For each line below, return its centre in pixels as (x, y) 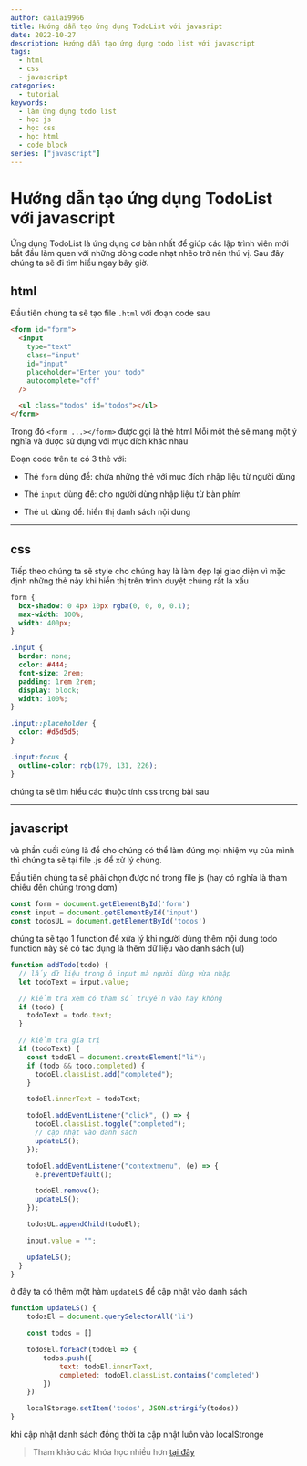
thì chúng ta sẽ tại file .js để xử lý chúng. (86, 860)
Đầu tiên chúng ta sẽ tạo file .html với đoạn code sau (110, 313)
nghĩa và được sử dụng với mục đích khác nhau (99, 441)
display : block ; (49, 690)
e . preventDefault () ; (73, 1174)
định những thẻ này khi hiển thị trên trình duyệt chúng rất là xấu (130, 581)
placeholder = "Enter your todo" (86, 372)
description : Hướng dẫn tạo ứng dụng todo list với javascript (133, 43)
